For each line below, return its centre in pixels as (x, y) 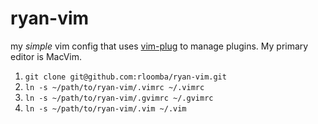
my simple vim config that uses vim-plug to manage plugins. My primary (159, 46)
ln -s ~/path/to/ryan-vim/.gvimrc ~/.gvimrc (119, 98)
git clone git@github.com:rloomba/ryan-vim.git (125, 77)
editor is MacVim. (46, 56)
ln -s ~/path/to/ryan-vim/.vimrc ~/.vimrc (114, 87)
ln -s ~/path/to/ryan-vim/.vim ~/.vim (105, 108)
